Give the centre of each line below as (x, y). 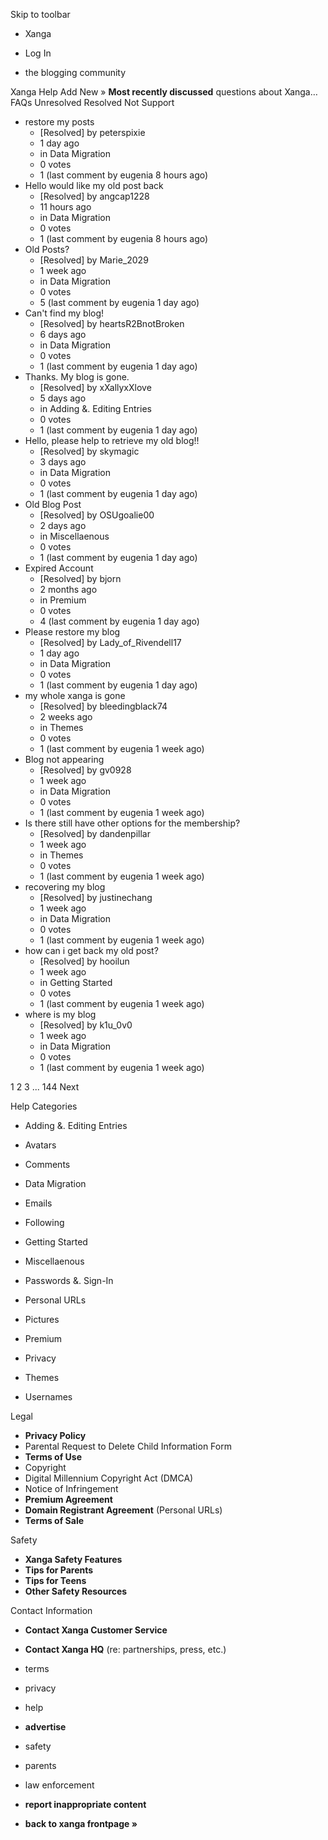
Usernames (48, 1397)
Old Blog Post (53, 504)
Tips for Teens (55, 1580)
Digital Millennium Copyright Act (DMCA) (109, 1478)
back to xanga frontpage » (81, 1823)
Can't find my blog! (64, 313)
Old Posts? (47, 249)
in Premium (63, 600)
